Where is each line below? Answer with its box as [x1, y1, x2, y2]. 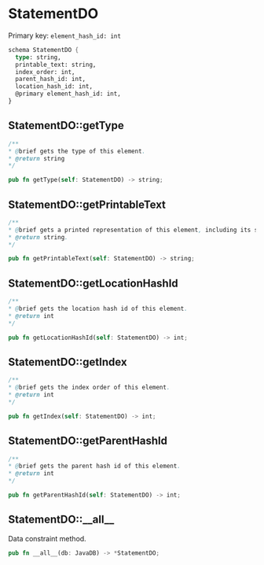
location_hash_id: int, [15, 83, 93, 90]
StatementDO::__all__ [8, 513, 115, 526]
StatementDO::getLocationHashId [8, 276, 178, 290]
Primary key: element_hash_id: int [8, 31, 122, 40]
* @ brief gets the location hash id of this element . [8, 305, 189, 312]
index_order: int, [15, 68, 76, 76]
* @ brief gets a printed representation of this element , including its [8, 226, 251, 234]
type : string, [15, 53, 61, 61]
